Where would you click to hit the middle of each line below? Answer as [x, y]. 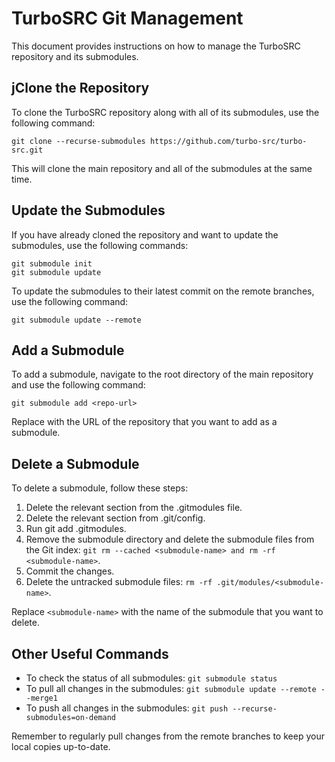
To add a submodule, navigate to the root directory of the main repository [162, 374]
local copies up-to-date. [61, 746]
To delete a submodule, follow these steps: [100, 488]
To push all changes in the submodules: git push [127, 708]
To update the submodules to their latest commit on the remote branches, [163, 291]
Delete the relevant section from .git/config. [115, 518]
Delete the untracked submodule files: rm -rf [119, 582]
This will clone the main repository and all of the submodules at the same [162, 168]
